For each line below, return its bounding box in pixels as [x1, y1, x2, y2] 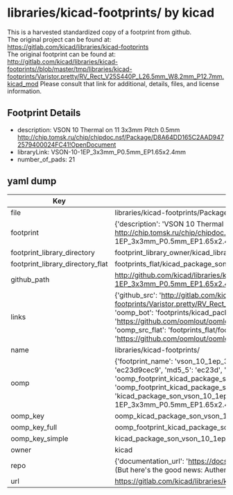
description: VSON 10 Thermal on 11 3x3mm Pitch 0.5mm [17, 125, 180, 133]
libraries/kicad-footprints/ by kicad [7, 5, 215, 21]
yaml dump [7, 175, 57, 187]
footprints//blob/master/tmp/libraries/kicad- [7, 65, 133, 73]
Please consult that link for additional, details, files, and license [40, 79, 220, 88]
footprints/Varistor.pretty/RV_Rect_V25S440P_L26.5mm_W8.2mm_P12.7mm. [7, 72, 225, 81]
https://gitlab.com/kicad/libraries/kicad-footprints [7, 42, 149, 51]
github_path [10, 275, 50, 284]
